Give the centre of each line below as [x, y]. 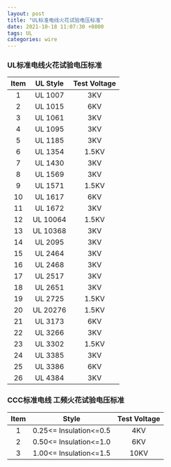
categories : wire [32, 40]
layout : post [26, 14]
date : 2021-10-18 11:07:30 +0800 [56, 26]
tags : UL [20, 33]
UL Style [49, 84]
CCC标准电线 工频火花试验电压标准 [66, 400]
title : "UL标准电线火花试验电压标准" [56, 20]
